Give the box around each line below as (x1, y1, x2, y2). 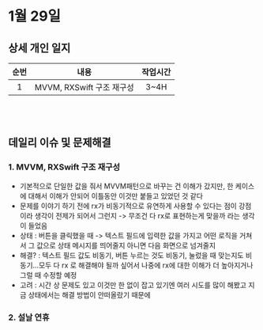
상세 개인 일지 (8, 41, 71, 55)
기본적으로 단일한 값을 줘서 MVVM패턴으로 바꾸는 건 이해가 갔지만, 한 (19, 181, 234, 191)
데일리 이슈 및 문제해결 (8, 136, 112, 150)
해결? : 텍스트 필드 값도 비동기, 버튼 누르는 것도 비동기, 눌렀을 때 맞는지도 (19, 250, 244, 260)
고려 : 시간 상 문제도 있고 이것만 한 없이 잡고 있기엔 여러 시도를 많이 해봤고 (19, 280, 247, 290)
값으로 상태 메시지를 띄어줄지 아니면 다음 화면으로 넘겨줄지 (36, 241, 216, 250)
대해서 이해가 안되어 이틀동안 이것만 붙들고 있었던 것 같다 (28, 191, 204, 200)
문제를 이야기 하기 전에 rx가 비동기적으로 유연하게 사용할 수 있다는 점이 (19, 201, 237, 211)
